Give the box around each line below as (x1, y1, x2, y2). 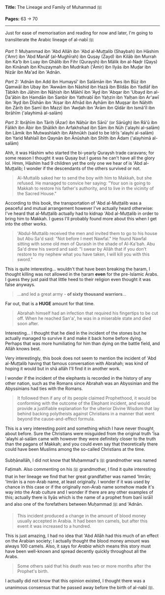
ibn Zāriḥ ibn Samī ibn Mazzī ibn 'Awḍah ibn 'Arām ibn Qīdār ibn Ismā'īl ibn (5, 105, 155, 110)
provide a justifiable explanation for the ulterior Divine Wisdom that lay (17, 406, 160, 411)
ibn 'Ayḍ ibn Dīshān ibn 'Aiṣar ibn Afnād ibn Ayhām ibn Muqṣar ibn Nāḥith (5, 100, 153, 105)
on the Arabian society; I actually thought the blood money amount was (5, 538, 150, 543)
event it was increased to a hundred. (17, 523, 91, 529)
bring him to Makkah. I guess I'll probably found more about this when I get (5, 216, 157, 221)
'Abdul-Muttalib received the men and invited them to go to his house (17, 231, 158, 236)
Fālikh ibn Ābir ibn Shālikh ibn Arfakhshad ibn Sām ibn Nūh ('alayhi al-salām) (5, 125, 160, 130)
